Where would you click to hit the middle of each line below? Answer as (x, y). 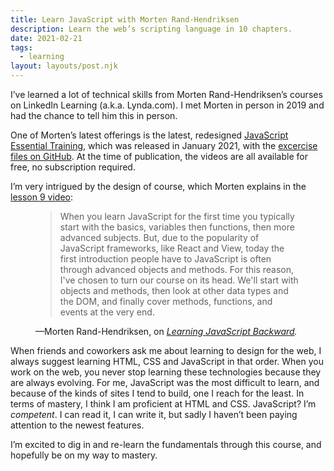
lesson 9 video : (41, 197)
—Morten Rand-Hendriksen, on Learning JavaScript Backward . (166, 331)
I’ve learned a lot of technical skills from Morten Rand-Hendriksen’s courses (166, 94)
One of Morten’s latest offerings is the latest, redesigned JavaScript (149, 135)
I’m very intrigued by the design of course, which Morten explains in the (158, 186)
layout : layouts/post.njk (64, 66)
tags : (21, 47)
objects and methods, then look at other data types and (174, 290)
